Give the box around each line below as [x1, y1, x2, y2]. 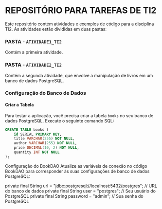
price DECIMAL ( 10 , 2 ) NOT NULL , [14, 145, 79, 150]
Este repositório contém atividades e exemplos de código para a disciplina [5, 21, 154, 27]
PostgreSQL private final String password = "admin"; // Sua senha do [5, 193, 144, 199]
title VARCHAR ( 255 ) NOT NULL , [14, 136, 75, 141]
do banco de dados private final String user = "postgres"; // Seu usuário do [5, 188, 156, 194]
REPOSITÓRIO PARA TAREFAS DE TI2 [5, 5, 157, 16]
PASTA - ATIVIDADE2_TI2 [5, 61, 62, 68]
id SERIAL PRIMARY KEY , [14, 132, 62, 137]
